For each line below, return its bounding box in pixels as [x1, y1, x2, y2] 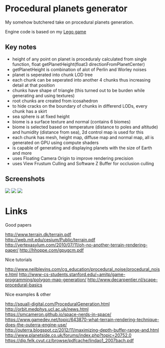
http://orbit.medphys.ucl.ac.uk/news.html [5, 306, 89, 312]
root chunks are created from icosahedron [12, 98, 98, 104]
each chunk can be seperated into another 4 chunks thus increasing [12, 77, 151, 83]
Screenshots [5, 175, 45, 183]
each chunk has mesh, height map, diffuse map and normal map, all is [12, 134, 154, 140]
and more [12, 150, 32, 156]
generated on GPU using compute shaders [12, 140, 99, 145]
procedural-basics [5, 282, 43, 288]
